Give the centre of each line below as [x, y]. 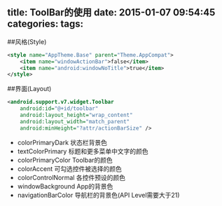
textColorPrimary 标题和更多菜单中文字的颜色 [83, 151]
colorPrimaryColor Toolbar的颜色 [65, 160]
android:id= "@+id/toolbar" [59, 109]
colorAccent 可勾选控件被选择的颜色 [70, 169]
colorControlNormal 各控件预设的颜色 [71, 177]
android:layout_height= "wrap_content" [76, 115]
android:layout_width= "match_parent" [75, 121]
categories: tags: [46, 24]
